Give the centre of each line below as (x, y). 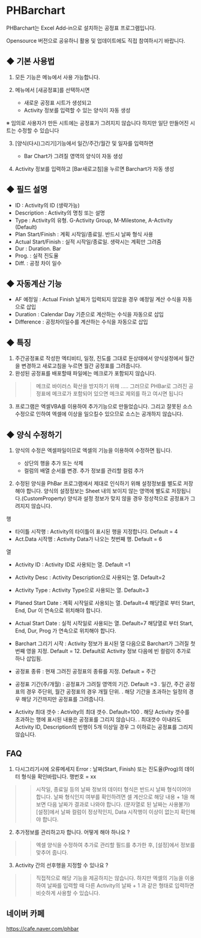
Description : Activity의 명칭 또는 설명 (60, 213)
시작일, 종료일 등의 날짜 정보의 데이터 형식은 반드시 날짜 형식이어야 (113, 789)
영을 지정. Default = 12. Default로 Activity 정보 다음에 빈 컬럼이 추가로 (109, 651)
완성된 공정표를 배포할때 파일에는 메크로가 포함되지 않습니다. (85, 373)
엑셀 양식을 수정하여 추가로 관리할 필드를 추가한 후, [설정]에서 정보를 (115, 845)
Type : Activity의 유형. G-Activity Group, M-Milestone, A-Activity (94, 220)
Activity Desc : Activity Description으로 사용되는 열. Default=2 (90, 577)
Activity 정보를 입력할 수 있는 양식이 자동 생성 (77, 110)
